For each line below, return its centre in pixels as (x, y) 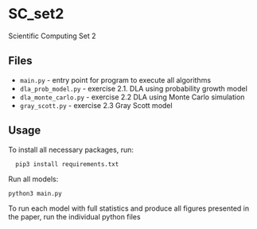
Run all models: (33, 179)
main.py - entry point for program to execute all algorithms (115, 80)
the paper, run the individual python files (74, 216)
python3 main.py (35, 193)
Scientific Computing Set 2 (52, 36)
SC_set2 (36, 14)
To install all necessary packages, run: (71, 149)
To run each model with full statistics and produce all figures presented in (129, 208)
